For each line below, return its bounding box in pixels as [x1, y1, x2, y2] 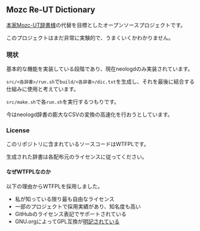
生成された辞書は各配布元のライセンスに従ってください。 [6, 153, 148, 160]
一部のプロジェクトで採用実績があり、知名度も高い [14, 203, 141, 210]
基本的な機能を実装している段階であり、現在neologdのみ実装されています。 [6, 65, 193, 72]
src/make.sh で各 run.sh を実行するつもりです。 [6, 98, 120, 105]
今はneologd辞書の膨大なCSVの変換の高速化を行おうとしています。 [6, 111, 173, 118]
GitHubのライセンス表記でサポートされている [14, 210, 127, 217]
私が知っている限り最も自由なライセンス [14, 195, 115, 202]
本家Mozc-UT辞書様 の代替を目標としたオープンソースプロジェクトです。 [6, 21, 186, 29]
